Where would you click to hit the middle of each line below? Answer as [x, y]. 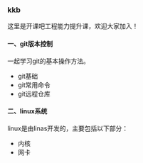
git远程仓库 [34, 94]
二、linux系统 [27, 111]
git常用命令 [34, 85]
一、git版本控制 [30, 43]
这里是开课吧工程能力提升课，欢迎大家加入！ [73, 26]
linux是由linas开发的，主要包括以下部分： [68, 128]
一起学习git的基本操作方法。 [49, 61]
